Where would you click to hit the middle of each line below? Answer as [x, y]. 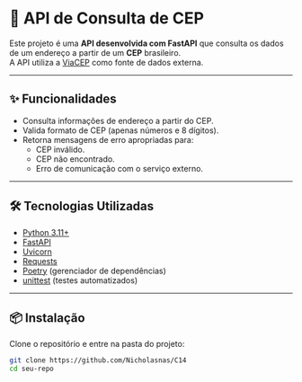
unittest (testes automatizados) [80, 280]
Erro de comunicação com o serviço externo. [120, 168]
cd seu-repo [31, 369]
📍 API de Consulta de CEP [107, 18]
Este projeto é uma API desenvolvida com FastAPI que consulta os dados [147, 43]
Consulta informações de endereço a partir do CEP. [118, 120]
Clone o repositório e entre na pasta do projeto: [97, 344]
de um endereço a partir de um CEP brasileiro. [95, 52]
